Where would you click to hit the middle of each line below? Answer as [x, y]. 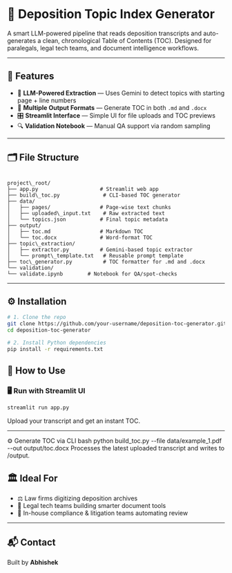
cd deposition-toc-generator [49, 330]
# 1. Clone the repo [37, 318]
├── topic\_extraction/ [41, 244]
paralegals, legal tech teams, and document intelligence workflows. [103, 48]
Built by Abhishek [33, 562]
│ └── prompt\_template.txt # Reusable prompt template [96, 255]
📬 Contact [31, 542]
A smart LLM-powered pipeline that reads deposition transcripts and [105, 33]
